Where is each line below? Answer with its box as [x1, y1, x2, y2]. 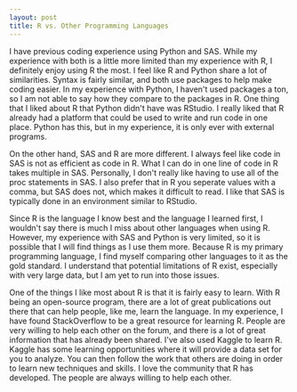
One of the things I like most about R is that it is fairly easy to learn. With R [9, 287, 281, 298]
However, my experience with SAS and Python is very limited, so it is [9, 232, 261, 242]
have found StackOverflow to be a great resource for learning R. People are [9, 315, 286, 326]
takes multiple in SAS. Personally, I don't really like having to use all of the [9, 167, 279, 178]
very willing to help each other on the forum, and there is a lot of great [9, 324, 266, 335]
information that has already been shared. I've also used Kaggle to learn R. [9, 334, 283, 345]
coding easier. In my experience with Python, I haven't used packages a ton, [9, 84, 289, 94]
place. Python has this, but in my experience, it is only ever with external [9, 121, 275, 132]
